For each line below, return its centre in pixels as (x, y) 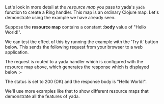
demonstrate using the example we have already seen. (60, 17)
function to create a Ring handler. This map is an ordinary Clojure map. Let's (82, 12)
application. (17, 52)
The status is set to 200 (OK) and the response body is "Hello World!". (76, 81)
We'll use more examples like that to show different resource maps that (77, 91)
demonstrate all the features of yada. (42, 96)
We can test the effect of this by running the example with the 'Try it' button (82, 42)
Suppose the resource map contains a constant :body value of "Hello (76, 27)
